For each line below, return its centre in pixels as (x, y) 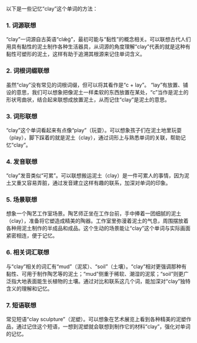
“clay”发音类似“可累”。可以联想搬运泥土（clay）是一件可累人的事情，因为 (95, 176)
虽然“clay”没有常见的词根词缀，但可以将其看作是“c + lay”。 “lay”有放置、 (95, 85)
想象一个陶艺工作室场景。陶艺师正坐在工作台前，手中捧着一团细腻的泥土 (94, 213)
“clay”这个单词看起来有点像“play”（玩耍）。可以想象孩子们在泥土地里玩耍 (94, 130)
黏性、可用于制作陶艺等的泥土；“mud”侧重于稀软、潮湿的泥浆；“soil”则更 (95, 273)
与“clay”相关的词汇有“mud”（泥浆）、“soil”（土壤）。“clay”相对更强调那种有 (96, 266)
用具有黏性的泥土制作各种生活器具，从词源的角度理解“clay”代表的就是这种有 (98, 47)
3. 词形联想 (22, 116)
